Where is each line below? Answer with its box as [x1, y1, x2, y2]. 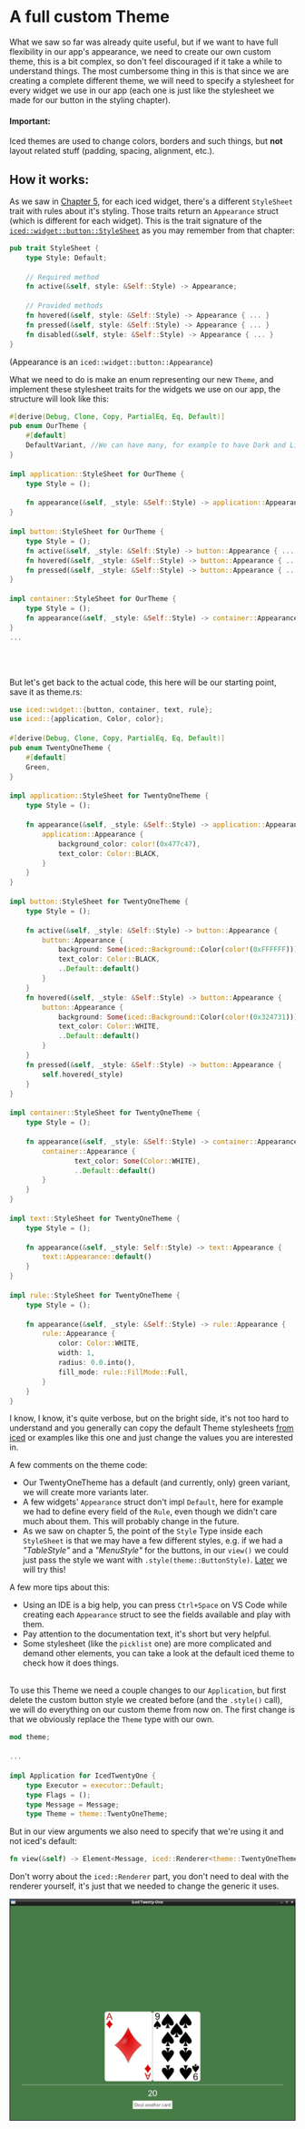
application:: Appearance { [42, 830, 144, 839]
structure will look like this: [9, 393, 109, 404]
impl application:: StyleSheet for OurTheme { [9, 469, 184, 479]
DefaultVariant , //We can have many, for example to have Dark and [25, 441, 286, 450]
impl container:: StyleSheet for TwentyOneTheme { [9, 1108, 202, 1117]
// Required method [25, 272, 100, 281]
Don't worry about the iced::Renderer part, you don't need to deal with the [9, 1871, 289, 1882]
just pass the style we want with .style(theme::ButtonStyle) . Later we [22, 1554, 288, 1565]
